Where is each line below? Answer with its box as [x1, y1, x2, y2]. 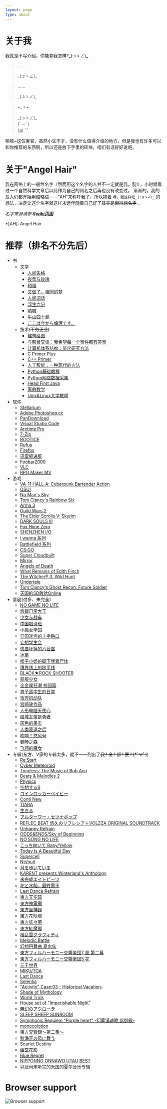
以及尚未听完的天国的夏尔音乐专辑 [19, 1064, 90, 1070]
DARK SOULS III [19, 518, 53, 524]
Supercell [19, 854, 40, 860]
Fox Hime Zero [19, 524, 50, 530]
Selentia [19, 979, 37, 985]
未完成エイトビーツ [19, 876, 60, 882]
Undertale [19, 579, 41, 585]
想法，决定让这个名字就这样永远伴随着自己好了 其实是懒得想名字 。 [5, 200, 142, 206]
